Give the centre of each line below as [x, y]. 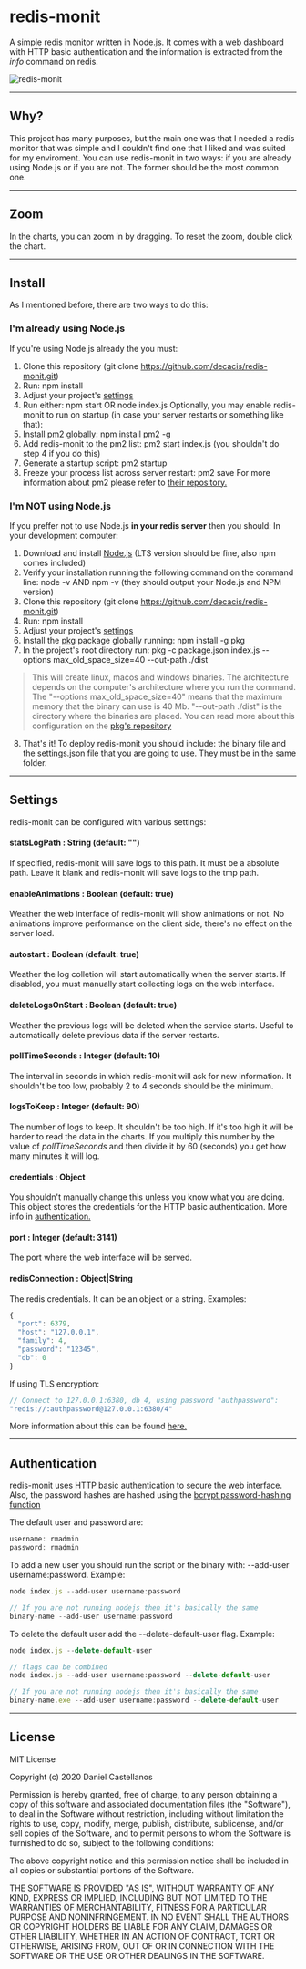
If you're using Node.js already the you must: [94, 348]
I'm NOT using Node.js [61, 506]
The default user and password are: [76, 1522]
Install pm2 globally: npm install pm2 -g [97, 434]
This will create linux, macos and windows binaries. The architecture [160, 677]
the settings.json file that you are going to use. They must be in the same [159, 753]
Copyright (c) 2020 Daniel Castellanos [81, 1777]
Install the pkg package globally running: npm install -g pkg [134, 640]
